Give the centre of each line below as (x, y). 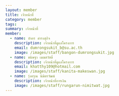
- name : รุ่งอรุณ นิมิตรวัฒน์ (32, 76)
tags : (11, 24)
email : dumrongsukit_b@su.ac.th (48, 48)
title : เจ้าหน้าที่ (19, 15)
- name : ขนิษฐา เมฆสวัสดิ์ (31, 57)
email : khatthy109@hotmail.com (47, 67)
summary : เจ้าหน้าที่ (22, 29)
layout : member (21, 10)
